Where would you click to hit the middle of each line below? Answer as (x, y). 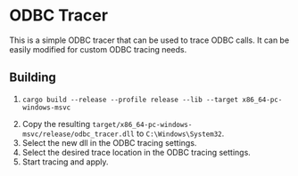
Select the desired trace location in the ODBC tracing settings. (137, 152)
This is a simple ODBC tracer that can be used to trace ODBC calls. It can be (149, 40)
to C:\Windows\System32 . (181, 133)
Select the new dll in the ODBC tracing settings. (109, 142)
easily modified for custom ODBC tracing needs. (98, 49)
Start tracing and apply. (65, 162)
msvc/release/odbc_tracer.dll (79, 134)
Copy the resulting (56, 124)
